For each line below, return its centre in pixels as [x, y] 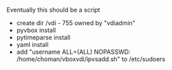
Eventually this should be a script [53, 10]
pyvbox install [36, 30]
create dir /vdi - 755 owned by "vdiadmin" [76, 23]
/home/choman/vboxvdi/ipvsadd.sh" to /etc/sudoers [91, 59]
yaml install [32, 45]
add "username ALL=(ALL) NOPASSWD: [74, 52]
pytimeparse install [43, 37]
